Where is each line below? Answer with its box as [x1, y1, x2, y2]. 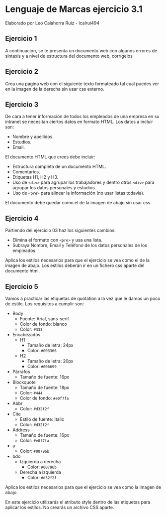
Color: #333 [19, 326, 43, 332]
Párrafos [12, 369, 30, 375]
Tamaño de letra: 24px [27, 342, 74, 348]
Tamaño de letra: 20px [27, 358, 74, 364]
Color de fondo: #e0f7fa [19, 395, 69, 401]
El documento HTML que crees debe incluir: [5, 154, 95, 160]
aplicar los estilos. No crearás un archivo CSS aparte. [5, 505, 114, 510]
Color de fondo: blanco [19, 321, 67, 327]
